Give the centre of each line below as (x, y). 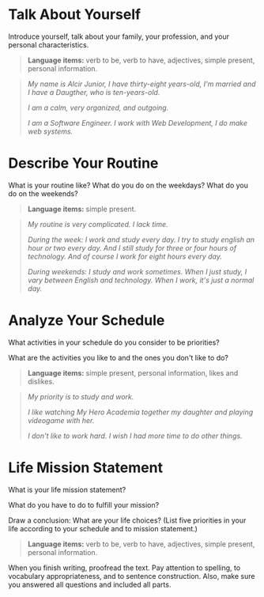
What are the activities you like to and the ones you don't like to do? (119, 357)
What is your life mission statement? (67, 489)
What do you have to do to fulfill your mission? (84, 504)
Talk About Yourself (74, 15)
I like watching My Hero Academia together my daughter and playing (140, 412)
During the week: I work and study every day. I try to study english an (141, 240)
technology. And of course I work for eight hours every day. (125, 256)
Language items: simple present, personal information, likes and (133, 372)
